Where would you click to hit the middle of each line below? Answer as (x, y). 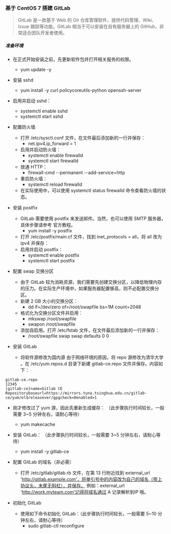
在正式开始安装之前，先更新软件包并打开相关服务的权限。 (73, 59)
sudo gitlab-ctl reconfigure (56, 526)
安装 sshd (23, 80)
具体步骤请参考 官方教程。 (48, 225)
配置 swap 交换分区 (33, 271)
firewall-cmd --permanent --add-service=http (76, 173)
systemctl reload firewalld (55, 184)
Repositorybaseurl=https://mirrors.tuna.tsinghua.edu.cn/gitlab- (76, 393)
